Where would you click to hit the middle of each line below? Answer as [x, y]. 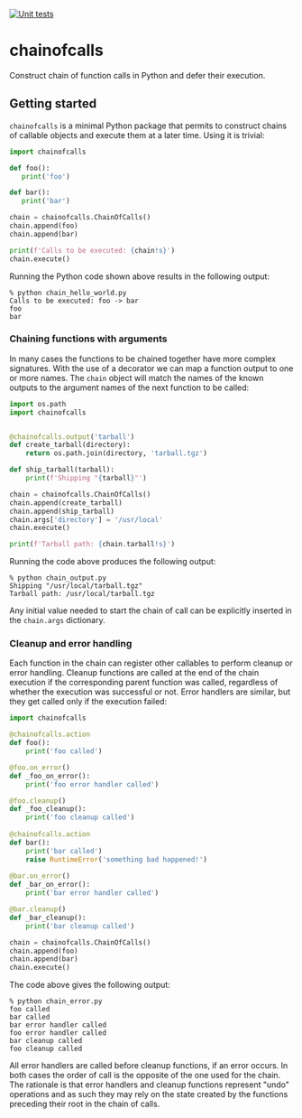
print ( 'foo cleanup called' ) [80, 817]
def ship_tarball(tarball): [62, 470]
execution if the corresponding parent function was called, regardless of [144, 683]
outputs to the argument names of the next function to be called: [129, 387]
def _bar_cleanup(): [48, 918]
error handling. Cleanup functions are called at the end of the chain [134, 673]
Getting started [53, 104]
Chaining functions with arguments [89, 339]
